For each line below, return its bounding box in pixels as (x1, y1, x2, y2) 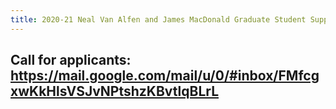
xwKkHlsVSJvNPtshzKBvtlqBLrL (10, 83, 220, 100)
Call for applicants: (10, 52, 132, 69)
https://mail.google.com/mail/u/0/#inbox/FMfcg (10, 67, 320, 85)
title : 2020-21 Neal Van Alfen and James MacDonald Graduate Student (10, 14, 307, 25)
